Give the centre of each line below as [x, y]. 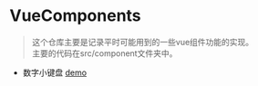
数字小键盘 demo [55, 72]
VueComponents [75, 16]
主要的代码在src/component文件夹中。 [104, 53]
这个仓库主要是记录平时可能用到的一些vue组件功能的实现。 [143, 42]
